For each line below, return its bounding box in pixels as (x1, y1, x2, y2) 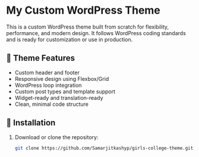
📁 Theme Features (6, 53, 75, 63)
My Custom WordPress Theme (6, 4, 160, 17)
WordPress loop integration (14, 81, 82, 89)
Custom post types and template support (14, 87, 116, 95)
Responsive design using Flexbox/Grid (14, 75, 109, 82)
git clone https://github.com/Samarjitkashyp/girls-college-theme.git (14, 145, 194, 151)
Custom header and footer (14, 69, 80, 76)
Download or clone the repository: (14, 133, 99, 140)
